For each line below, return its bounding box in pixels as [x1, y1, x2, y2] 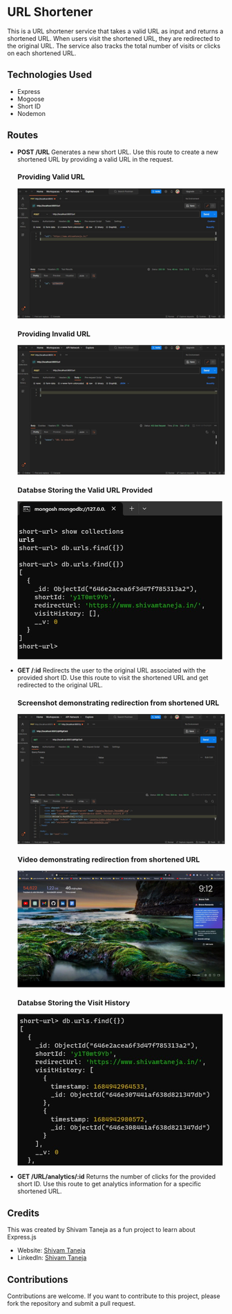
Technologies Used [7, 69, 92, 81]
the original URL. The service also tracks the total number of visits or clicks [7, 41, 221, 50]
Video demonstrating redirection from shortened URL [17, 854, 200, 864]
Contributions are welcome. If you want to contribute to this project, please [7, 1292, 221, 1300]
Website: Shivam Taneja [17, 1246, 86, 1255]
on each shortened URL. [7, 49, 77, 57]
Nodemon [17, 109, 46, 117]
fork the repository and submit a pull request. [7, 1299, 136, 1307]
